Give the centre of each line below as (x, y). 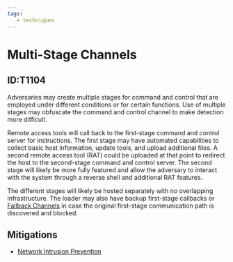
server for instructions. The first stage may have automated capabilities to (113, 140)
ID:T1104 (27, 80)
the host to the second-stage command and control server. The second (110, 162)
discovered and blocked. (43, 213)
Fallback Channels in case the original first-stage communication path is (111, 206)
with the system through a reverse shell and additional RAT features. (105, 177)
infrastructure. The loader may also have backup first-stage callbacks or (111, 198)
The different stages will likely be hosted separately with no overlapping (110, 191)
